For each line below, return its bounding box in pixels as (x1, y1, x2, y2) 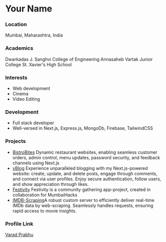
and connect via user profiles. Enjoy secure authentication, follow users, (12, 176, 161, 182)
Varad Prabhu (5, 231, 33, 237)
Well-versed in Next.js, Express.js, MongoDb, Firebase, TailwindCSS (12, 125, 153, 131)
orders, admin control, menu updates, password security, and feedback (12, 154, 160, 160)
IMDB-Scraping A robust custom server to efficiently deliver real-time (12, 197, 155, 203)
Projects (5, 138, 26, 145)
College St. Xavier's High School (5, 61, 72, 68)
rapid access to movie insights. (12, 207, 76, 213)
